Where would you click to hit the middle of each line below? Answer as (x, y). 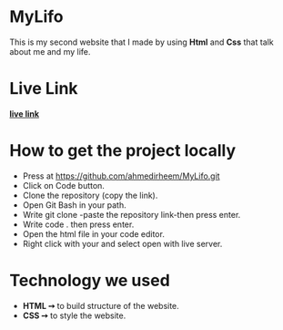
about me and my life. (50, 51)
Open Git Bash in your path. (74, 205)
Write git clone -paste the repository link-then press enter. (131, 214)
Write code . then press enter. (78, 224)
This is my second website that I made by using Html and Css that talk (142, 42)
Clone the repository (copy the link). (90, 195)
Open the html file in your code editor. (94, 233)
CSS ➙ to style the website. (74, 315)
